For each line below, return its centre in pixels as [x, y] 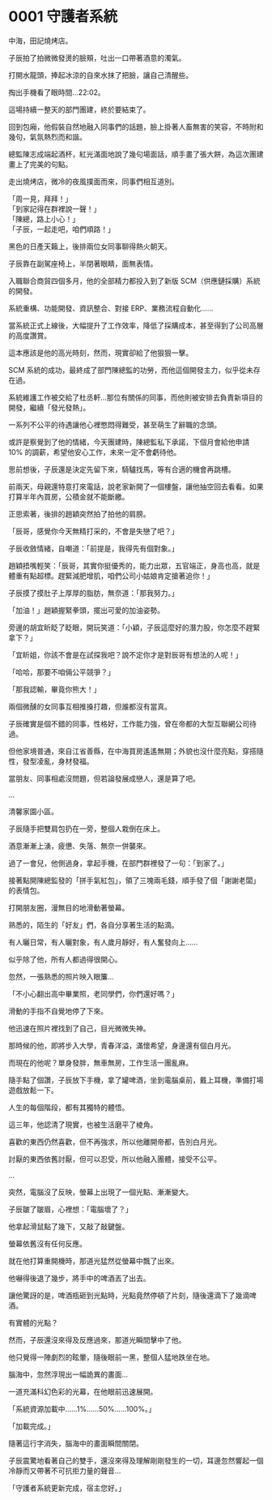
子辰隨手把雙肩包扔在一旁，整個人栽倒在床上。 [86, 829]
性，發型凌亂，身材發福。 [51, 761]
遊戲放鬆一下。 [33, 1090]
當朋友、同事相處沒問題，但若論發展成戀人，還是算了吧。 [104, 778]
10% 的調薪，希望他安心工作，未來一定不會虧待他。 [95, 452]
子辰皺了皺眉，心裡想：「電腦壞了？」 [70, 1209]
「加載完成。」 [32, 1426]
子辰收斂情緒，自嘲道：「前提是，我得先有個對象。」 [93, 548]
